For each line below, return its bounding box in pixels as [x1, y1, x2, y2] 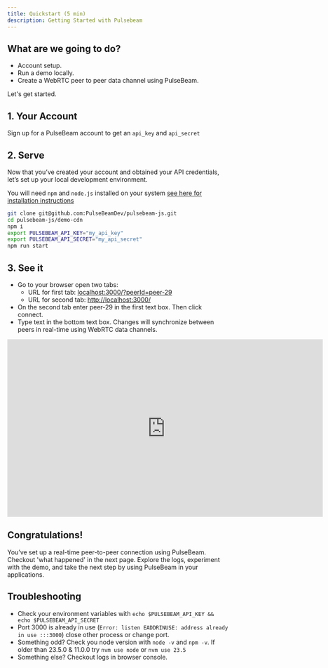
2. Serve [7, 149, 45, 161]
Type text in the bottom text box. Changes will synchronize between [17, 318, 214, 326]
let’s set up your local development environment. [7, 175, 148, 183]
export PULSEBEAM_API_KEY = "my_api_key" [7, 229, 124, 236]
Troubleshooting [7, 591, 82, 603]
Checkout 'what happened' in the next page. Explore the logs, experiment [7, 555, 221, 563]
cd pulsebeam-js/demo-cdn [7, 216, 83, 223]
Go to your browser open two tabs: [17, 281, 118, 288]
